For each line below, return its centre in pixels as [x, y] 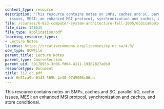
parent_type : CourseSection [34, 60]
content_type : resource [29, 10]
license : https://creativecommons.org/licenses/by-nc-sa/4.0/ [70, 46]
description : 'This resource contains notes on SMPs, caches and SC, [77, 14]
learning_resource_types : [31, 37]
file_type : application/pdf [34, 32]
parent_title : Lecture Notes [35, 55]
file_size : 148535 [24, 28]
